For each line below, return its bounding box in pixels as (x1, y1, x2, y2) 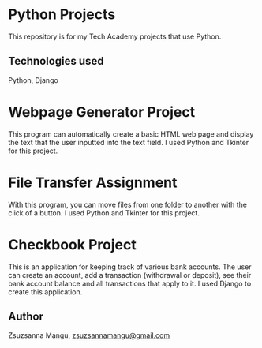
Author (8, 309, 43, 323)
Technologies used (8, 54, 104, 68)
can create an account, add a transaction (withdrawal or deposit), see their (8, 270, 252, 279)
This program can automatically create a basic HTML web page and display (8, 129, 254, 139)
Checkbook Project (8, 235, 137, 253)
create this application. (8, 286, 83, 297)
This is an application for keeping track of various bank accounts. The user (8, 262, 252, 271)
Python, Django (8, 75, 59, 84)
